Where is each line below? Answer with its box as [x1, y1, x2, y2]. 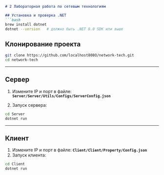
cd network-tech [5, 58, 38, 62]
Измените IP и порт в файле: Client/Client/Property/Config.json [12, 147, 147, 153]
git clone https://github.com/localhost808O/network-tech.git [5, 53, 134, 58]
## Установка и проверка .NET [5, 13, 67, 18]
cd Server [5, 112, 25, 117]
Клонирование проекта [5, 40, 81, 48]
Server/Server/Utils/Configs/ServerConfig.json [12, 94, 111, 98]
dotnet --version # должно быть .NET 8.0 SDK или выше [5, 26, 123, 31]
